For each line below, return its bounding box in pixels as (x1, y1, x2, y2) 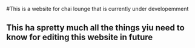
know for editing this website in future (6, 32, 153, 43)
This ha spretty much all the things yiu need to (6, 22, 185, 33)
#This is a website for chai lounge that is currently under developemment (6, 5, 189, 12)
